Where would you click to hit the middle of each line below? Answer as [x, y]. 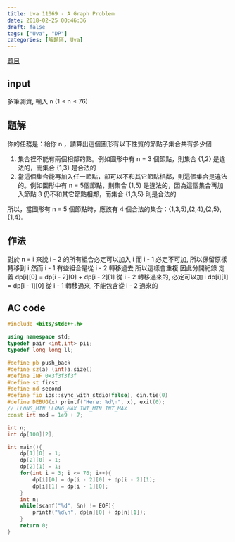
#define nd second [34, 389]
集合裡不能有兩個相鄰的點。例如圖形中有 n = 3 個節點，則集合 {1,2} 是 [118, 158]
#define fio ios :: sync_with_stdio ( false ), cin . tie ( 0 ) [88, 396]
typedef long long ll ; [40, 350]
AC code [26, 308]
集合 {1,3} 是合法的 [69, 168]
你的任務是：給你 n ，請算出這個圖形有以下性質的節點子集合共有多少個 [110, 144]
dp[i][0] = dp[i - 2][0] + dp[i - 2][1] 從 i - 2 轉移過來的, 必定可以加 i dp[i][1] [122, 277]
